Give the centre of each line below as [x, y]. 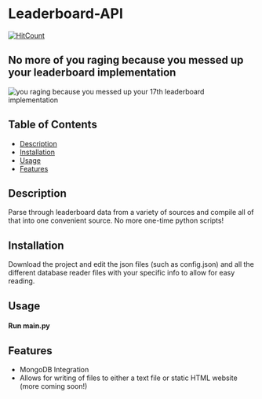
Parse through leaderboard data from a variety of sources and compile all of [131, 212]
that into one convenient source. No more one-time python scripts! [116, 220]
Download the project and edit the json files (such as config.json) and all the [131, 264]
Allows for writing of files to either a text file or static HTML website [128, 378]
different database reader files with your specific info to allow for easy [122, 273]
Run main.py [29, 326]
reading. [22, 281]
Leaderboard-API [65, 14]
